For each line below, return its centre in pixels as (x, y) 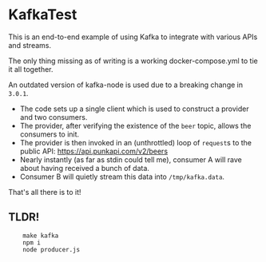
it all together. (31, 69)
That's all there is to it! (45, 192)
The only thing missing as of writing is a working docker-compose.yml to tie (133, 61)
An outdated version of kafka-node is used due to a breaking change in (126, 85)
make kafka (41, 236)
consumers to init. (50, 134)
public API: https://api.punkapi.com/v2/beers (94, 151)
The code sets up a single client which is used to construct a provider (134, 109)
